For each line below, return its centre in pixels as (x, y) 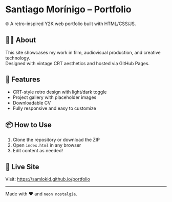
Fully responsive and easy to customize (54, 108)
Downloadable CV (32, 103)
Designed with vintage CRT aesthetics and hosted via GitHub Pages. (78, 63)
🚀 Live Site (22, 167)
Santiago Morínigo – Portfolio (68, 9)
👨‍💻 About (21, 40)
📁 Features (23, 80)
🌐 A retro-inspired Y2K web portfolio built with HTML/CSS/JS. (71, 24)
